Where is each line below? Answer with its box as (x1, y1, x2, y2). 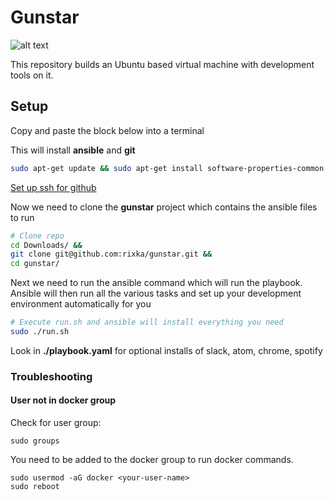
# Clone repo (10, 231, 65, 241)
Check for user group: (10, 417, 102, 428)
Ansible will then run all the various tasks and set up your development (10, 287, 302, 300)
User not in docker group (10, 394, 117, 406)
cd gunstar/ (10, 259, 60, 269)
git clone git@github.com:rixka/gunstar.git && (10, 249, 213, 260)
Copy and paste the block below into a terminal (10, 124, 205, 136)
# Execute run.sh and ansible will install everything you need (10, 317, 284, 328)
